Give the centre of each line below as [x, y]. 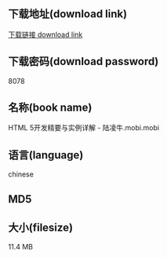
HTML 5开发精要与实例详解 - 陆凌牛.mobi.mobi [83, 128]
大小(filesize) [40, 228]
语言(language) [46, 155]
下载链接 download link [45, 35]
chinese [21, 174]
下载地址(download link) [68, 14]
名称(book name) [50, 108]
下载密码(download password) [83, 62]
